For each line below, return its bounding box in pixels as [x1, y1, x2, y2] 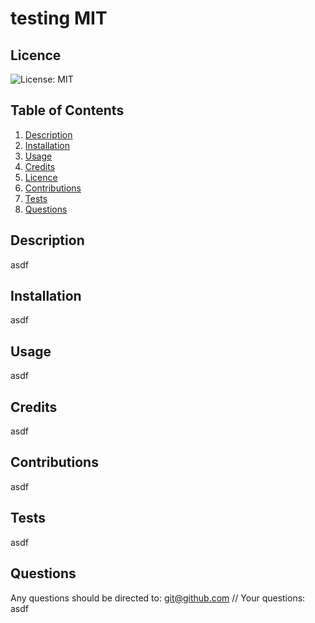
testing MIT [10, 7, 108, 30]
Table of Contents [10, 102, 125, 119]
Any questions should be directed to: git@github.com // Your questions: [10, 592, 306, 604]
